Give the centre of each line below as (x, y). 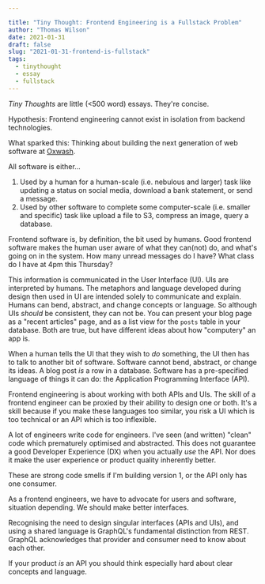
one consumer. (32, 484)
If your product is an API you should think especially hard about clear (121, 563)
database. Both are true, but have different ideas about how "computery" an (132, 330)
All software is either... (44, 166)
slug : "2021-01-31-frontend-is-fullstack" (79, 52)
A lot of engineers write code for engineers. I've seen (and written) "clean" (130, 435)
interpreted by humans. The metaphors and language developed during (125, 288)
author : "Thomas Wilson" (49, 30)
